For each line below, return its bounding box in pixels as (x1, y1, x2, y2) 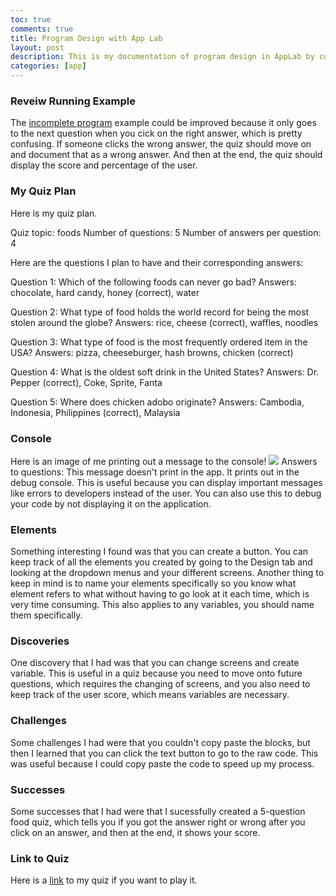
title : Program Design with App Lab (10, 33, 163, 43)
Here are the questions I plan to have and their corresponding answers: (10, 256, 304, 268)
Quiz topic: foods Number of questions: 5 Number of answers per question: (10, 226, 322, 238)
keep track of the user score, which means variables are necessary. (10, 689, 290, 701)
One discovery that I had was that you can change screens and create (10, 657, 300, 669)
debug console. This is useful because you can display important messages (10, 476, 323, 488)
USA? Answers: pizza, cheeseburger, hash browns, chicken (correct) (10, 346, 294, 358)
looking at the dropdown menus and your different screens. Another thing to (10, 567, 325, 579)
